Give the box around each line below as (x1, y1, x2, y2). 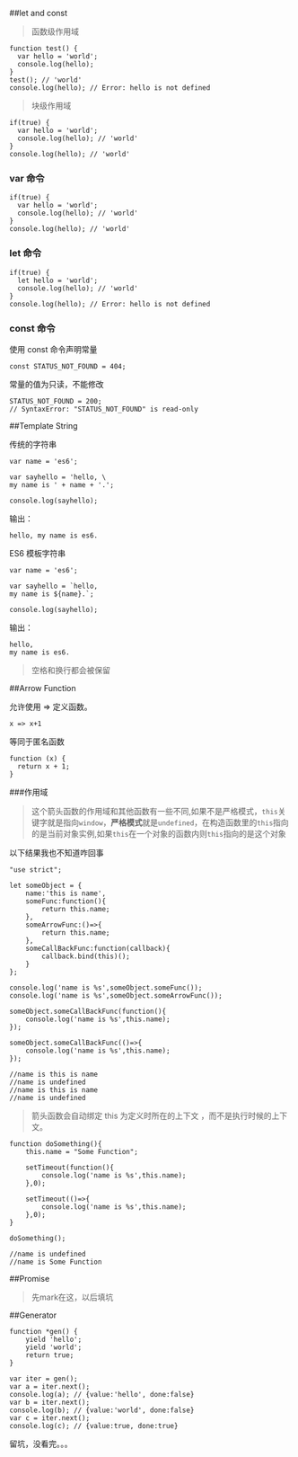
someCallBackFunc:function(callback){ (25, 944, 171, 953)
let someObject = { (9, 881, 83, 890)
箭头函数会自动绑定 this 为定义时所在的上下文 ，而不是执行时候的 (31, 1110, 272, 1121)
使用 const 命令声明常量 (9, 343, 98, 354)
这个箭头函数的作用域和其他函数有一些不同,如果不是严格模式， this (31, 805, 278, 816)
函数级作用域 (31, 26, 79, 37)
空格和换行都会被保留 (31, 664, 110, 675)
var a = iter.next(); (9, 1381, 91, 1391)
